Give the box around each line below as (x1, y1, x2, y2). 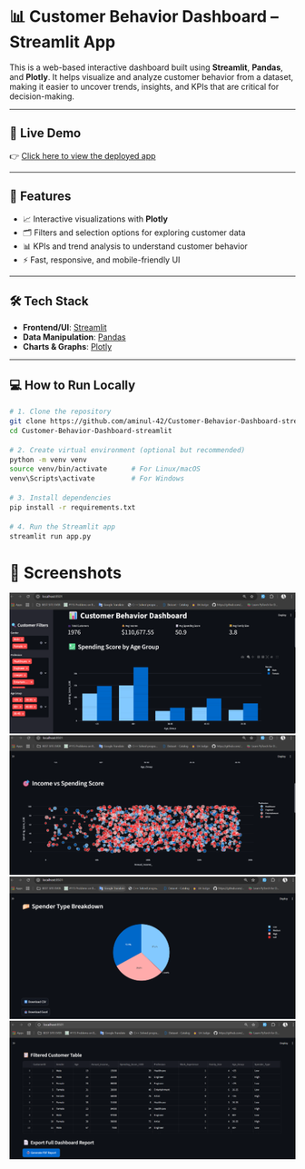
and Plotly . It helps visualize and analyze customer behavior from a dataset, (9, 71, 293, 82)
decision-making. (9, 91, 75, 102)
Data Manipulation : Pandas (22, 332, 126, 342)
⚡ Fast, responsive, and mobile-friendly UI (22, 254, 181, 265)
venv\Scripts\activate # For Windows (9, 474, 184, 483)
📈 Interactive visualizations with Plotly (22, 213, 168, 224)
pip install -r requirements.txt (9, 502, 136, 512)
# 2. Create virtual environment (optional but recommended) (9, 445, 246, 454)
